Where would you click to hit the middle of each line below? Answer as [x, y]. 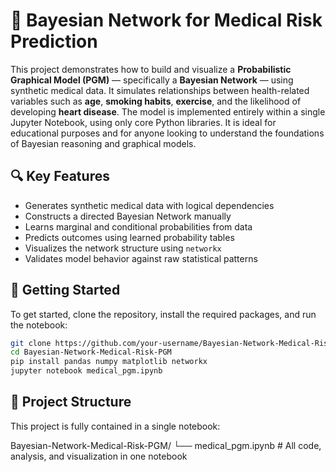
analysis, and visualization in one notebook [99, 456]
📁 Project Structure [71, 402]
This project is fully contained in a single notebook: [115, 426]
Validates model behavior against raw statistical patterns [141, 258]
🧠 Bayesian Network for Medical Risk [166, 20]
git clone [31, 343]
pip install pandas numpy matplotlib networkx [109, 362]
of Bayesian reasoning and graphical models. [103, 143]
